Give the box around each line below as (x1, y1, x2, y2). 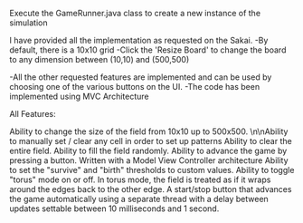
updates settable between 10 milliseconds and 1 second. (9, 203, 220, 214)
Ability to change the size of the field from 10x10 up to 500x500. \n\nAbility (9, 126, 289, 137)
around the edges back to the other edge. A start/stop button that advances (9, 184, 292, 194)
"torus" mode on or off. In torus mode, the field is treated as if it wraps (9, 174, 271, 185)
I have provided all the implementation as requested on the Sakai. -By (9, 35, 269, 45)
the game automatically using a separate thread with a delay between (9, 194, 269, 204)
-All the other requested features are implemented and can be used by (9, 72, 272, 82)
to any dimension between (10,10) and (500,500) (9, 54, 190, 64)
